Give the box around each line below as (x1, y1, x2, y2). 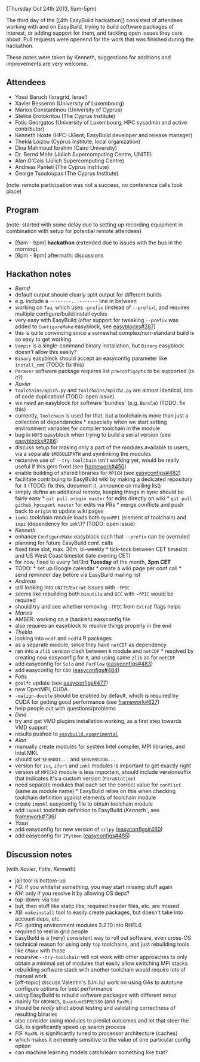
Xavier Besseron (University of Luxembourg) (14, 99, 124, 107)
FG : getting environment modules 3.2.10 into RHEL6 (14, 922, 142, 929)
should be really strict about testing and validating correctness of (14, 1004, 176, 1012)
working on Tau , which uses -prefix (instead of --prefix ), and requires (14, 304, 190, 311)
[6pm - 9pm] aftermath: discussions (14, 252, 104, 259)
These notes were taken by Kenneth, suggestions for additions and (6, 54, 171, 60)
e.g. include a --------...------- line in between (14, 298, 137, 305)
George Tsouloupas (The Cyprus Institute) (14, 170, 119, 177)
